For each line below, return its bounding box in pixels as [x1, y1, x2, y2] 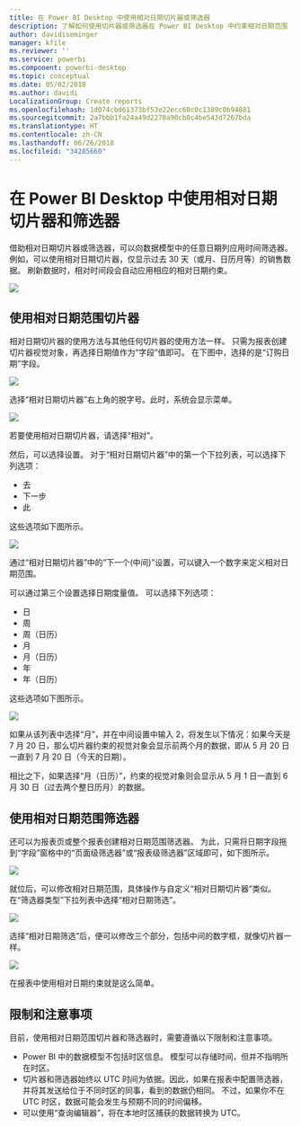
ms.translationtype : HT [9, 122, 99, 131]
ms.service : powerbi [9, 55, 87, 64]
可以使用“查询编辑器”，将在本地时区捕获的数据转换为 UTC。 [22, 1107, 245, 1118]
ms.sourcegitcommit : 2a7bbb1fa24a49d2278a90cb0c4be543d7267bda [9, 113, 252, 122]
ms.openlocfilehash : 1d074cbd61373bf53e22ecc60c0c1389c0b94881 [9, 105, 252, 114]
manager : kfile [9, 38, 66, 48]
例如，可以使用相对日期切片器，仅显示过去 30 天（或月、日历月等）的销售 [9, 253, 284, 264]
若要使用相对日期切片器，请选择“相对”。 [9, 430, 159, 441]
